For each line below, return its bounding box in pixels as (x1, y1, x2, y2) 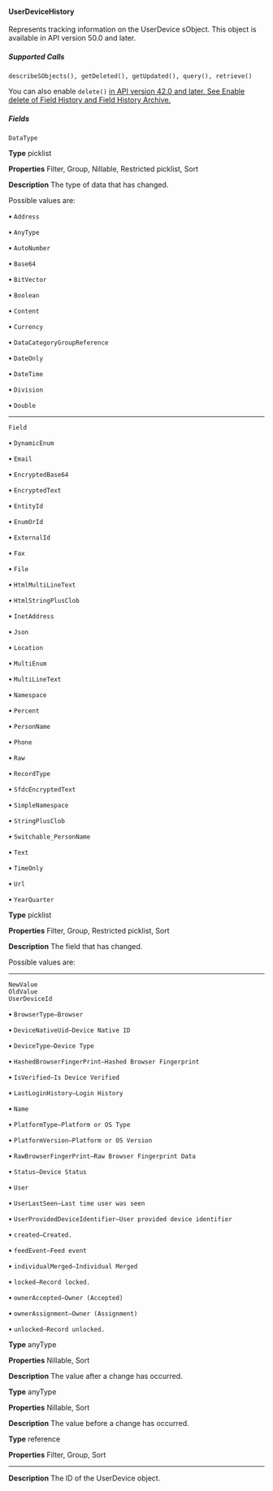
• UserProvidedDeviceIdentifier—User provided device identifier (8, 1214, 233, 1224)
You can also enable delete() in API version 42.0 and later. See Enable (8, 86, 245, 97)
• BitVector (8, 275, 47, 284)
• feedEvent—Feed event (8, 1246, 87, 1255)
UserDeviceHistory (8, 7, 75, 16)
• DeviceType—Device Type (8, 1041, 95, 1051)
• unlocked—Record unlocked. (8, 1324, 106, 1334)
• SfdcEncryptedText (8, 784, 76, 794)
